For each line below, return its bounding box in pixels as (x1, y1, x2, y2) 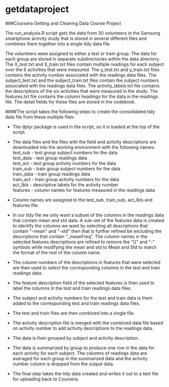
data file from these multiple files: (5, 114, 75, 120)
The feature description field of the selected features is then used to (12, 280, 155, 286)
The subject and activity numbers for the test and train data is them (12, 295, 153, 301)
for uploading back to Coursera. (12, 376, 79, 382)
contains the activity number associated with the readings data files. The (5, 72, 156, 78)
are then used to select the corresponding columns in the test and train (12, 264, 160, 270)
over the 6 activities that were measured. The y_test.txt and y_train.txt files (5, 67, 160, 73)
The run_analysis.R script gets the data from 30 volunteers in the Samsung (5, 30, 160, 36)
